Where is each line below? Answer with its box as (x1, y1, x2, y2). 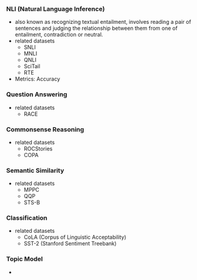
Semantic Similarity (6, 166, 64, 174)
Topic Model (6, 255, 43, 263)
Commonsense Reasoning (6, 125, 85, 133)
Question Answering (6, 90, 67, 99)
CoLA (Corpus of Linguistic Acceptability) (23, 233, 127, 241)
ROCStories (23, 145, 53, 152)
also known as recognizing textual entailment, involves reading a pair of (14, 19, 192, 26)
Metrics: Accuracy (14, 75, 60, 82)
